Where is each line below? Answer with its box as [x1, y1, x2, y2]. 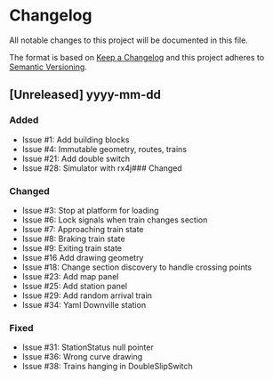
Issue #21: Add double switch [21, 153, 131, 164]
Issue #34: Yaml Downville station [21, 299, 147, 310]
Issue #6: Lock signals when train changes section [21, 214, 208, 225]
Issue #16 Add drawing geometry [21, 252, 144, 263]
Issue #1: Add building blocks [21, 134, 130, 145]
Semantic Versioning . [9, 61, 87, 72]
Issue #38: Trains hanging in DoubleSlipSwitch [21, 361, 193, 372]
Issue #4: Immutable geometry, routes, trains [21, 143, 188, 154]
